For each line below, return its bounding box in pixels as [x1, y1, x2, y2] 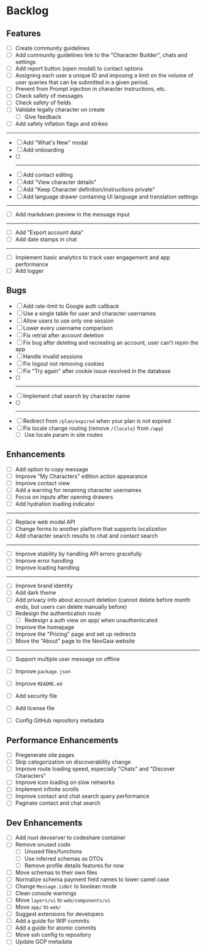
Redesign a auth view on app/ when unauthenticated [24, 616, 158, 624]
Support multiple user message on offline [15, 655, 120, 662]
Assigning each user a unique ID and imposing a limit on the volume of [15, 72, 194, 79]
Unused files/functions [24, 848, 82, 855]
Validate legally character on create [15, 106, 105, 114]
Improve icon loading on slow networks [15, 778, 115, 786]
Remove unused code [15, 841, 71, 848]
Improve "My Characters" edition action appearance [15, 472, 148, 480]
